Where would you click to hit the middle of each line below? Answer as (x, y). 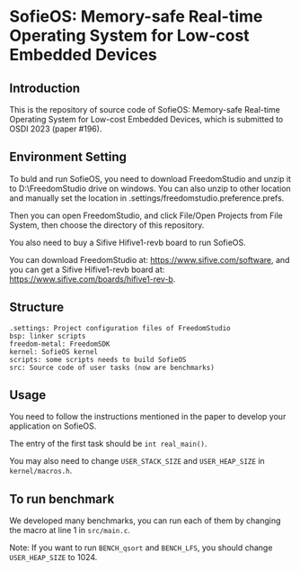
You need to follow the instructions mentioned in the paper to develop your (148, 417)
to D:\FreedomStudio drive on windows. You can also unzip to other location (150, 188)
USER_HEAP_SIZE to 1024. (53, 557)
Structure (37, 308)
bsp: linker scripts (48, 336)
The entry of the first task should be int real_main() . (108, 444)
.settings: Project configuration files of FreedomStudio (120, 328)
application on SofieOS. (53, 426)
